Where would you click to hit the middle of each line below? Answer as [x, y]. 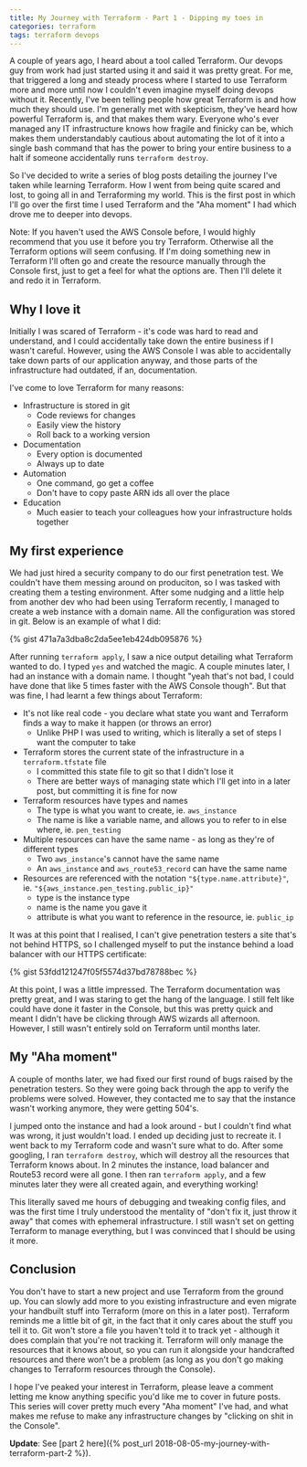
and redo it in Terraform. [55, 280]
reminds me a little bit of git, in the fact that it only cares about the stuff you [151, 1320]
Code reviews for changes [86, 416]
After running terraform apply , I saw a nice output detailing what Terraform [152, 657]
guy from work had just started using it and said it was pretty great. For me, [152, 70]
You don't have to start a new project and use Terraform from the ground [147, 1291]
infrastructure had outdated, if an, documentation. [104, 370]
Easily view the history [79, 425]
